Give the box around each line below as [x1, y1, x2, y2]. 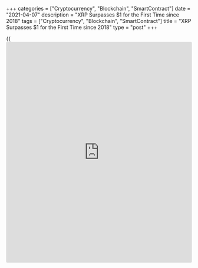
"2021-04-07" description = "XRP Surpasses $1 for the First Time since [6, 11, 180, 18]
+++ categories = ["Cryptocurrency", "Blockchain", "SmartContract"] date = [6, 5, 191, 12]
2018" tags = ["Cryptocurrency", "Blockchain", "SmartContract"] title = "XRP [6, 18, 192, 24]
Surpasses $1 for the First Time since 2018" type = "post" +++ [6, 24, 158, 31]
